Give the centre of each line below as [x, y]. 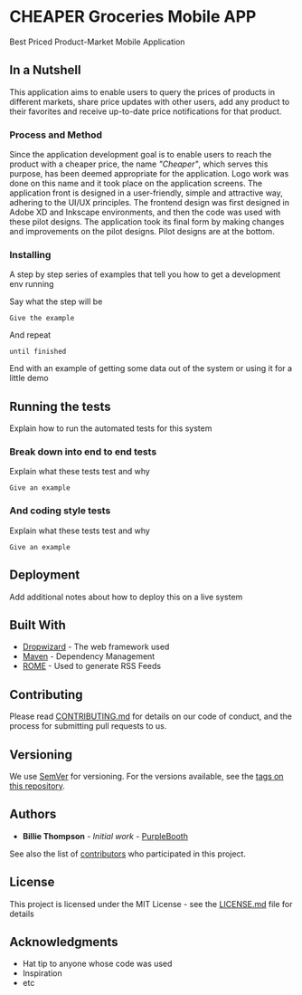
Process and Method [56, 135]
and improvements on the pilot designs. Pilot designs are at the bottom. [142, 232]
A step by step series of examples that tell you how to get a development [145, 274]
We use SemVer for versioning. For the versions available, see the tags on [146, 776]
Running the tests [60, 406]
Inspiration [42, 973]
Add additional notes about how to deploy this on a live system [126, 597]
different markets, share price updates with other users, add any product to [150, 101]
